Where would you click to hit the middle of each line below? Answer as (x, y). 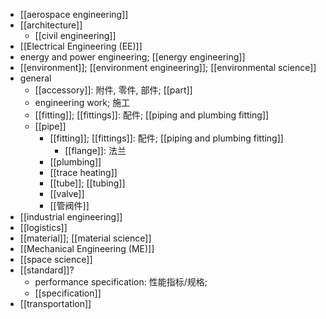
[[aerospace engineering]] (74, 14)
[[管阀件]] (69, 205)
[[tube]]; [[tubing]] (87, 183)
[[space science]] (56, 259)
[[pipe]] (50, 126)
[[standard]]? (47, 270)
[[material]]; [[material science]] (85, 238)
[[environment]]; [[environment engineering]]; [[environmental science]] (168, 67)
